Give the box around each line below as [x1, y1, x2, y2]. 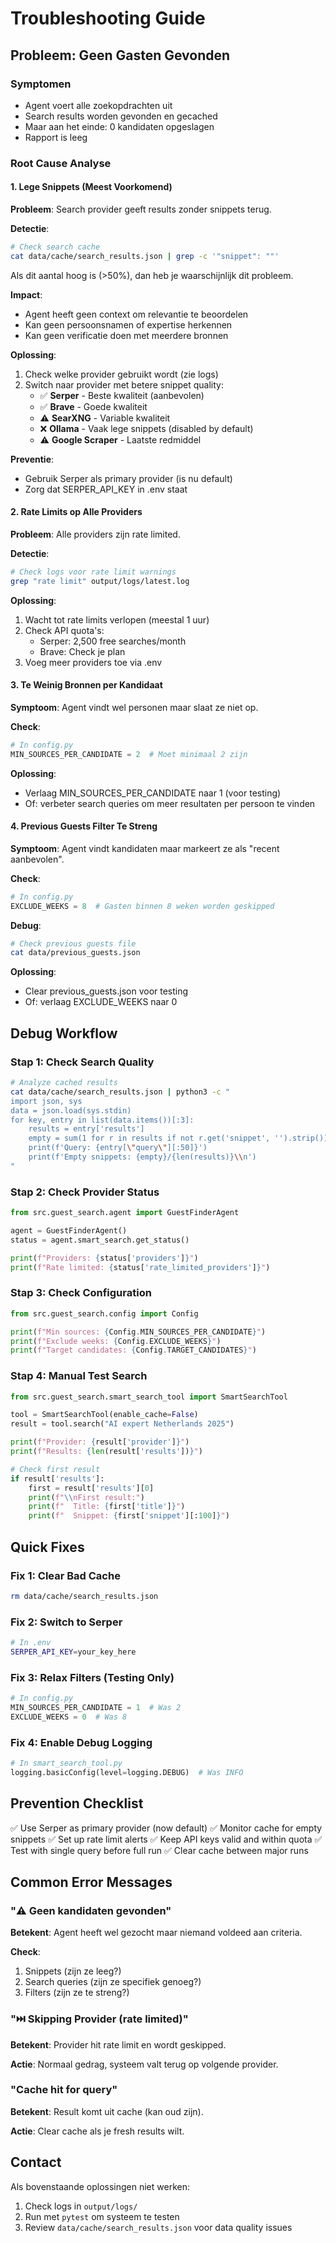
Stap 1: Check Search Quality [10, 1055, 155, 1069]
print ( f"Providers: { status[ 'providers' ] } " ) [10, 1253, 199, 1263]
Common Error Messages [10, 1873, 173, 1891]
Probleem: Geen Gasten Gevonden [10, 47, 231, 64]
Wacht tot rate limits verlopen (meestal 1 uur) [24, 613, 210, 626]
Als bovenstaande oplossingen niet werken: [10, 2180, 190, 2192]
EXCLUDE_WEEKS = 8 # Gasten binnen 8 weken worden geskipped [10, 901, 275, 911]
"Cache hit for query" [10, 2083, 118, 2097]
